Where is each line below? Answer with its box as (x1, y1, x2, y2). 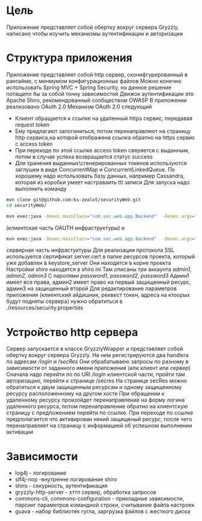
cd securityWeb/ (6, 202, 47, 208)
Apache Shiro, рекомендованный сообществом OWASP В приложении (6, 96, 187, 104)
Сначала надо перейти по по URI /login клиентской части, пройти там (6, 371, 185, 378)
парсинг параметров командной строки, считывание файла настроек (14, 501, 195, 509)
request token (14, 121, 50, 128)
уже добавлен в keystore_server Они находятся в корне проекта (6, 260, 171, 267)
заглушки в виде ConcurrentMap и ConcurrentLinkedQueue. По (14, 166, 176, 173)
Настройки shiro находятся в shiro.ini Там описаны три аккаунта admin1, (6, 266, 192, 273)
